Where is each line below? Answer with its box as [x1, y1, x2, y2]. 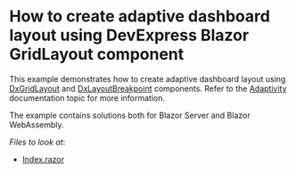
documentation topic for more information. [9, 92, 166, 103]
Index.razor [21, 153, 65, 164]
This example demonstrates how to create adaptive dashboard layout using [9, 73, 286, 84]
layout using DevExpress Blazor [9, 25, 250, 45]
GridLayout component [9, 45, 185, 64]
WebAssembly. [9, 119, 64, 130]
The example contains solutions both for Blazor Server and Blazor [9, 110, 251, 120]
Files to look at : [9, 136, 66, 147]
